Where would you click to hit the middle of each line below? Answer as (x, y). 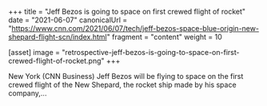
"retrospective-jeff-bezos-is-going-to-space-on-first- (150, 52)
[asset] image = (34, 52)
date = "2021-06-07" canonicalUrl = (68, 20)
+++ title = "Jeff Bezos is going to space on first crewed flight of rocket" (127, 12)
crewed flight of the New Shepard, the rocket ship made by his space (123, 84)
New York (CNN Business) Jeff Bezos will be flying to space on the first (126, 76)
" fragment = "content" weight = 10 (164, 37)
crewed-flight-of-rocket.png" (57, 61)
